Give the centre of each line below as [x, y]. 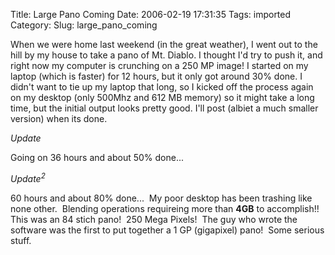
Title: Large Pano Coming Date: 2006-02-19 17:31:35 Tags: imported [151, 14]
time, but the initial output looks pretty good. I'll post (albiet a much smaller [164, 108]
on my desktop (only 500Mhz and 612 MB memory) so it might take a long [162, 97]
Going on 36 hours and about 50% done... [97, 157]
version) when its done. [59, 118]
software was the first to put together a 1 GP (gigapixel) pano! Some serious [167, 230]
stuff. [21, 240]
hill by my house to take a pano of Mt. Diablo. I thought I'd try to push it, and [166, 55]
